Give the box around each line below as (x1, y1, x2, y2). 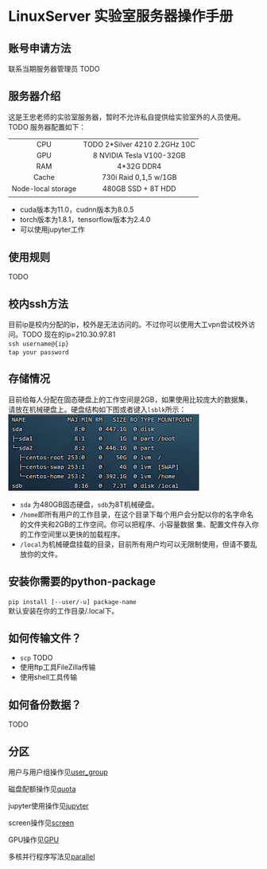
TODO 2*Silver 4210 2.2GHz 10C (83, 139, 196, 149)
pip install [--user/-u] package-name (8, 598, 137, 606)
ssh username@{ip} (8, 340, 69, 348)
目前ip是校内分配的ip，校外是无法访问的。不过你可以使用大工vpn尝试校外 (8, 319, 249, 329)
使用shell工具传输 (19, 672, 78, 682)
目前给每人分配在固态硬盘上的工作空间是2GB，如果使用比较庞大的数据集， (8, 395, 253, 404)
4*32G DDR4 (117, 162, 161, 171)
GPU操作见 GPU (8, 835, 60, 844)
